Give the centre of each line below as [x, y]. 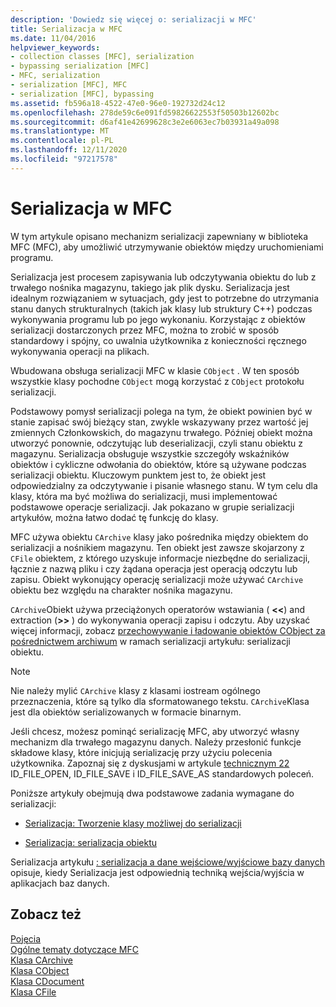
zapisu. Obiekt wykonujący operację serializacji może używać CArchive [157, 579]
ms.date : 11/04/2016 [53, 38]
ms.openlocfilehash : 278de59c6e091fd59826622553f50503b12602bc [145, 112]
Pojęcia [26, 938]
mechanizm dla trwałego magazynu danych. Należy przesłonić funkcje [156, 742]
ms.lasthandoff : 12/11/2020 [69, 150]
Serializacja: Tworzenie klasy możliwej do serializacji [133, 823]
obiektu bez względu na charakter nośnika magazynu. [121, 590]
